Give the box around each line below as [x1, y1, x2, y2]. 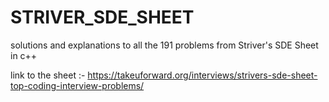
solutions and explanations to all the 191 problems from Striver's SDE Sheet [10, 39, 319, 51]
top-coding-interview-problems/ [10, 79, 145, 91]
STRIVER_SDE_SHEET [10, 6, 195, 29]
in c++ [10, 49, 38, 61]
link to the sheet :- [10, 69, 86, 81]
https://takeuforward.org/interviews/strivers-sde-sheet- [87, 69, 318, 81]
